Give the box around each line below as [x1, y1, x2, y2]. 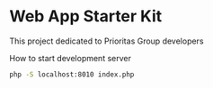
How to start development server [9, 52, 132, 63]
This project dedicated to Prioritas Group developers [9, 36, 204, 46]
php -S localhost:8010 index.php [9, 69, 135, 79]
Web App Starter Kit [9, 6, 163, 27]
